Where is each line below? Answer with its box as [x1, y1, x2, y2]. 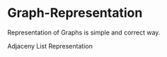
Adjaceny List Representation [7, 42, 93, 50]
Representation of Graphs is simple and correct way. [7, 28, 161, 37]
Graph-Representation [7, 5, 143, 21]
